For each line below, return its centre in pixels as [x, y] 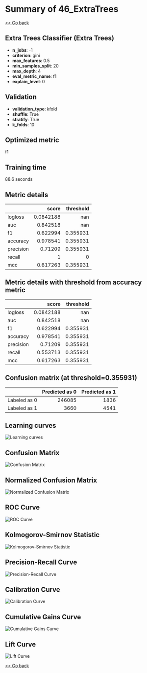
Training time [26, 167]
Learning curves [31, 425]
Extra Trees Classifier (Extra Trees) [60, 38]
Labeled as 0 [23, 400]
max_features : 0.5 [31, 61]
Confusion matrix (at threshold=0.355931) [71, 378]
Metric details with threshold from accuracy [73, 283]
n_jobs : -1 [22, 50]
